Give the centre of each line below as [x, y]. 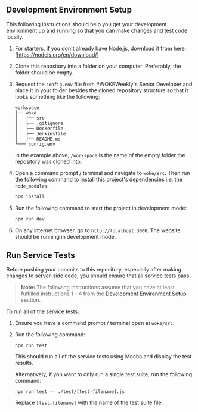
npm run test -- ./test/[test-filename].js [70, 392]
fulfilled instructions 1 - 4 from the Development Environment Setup [103, 294]
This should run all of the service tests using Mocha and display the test [103, 357]
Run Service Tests [41, 255]
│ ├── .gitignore [39, 123]
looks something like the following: [57, 96]
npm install [30, 196]
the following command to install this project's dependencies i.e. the [99, 179]
